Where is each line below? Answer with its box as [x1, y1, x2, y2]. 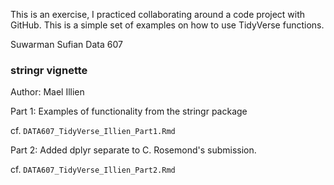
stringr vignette [10, 63, 88, 77]
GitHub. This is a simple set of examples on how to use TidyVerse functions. [10, 19, 325, 31]
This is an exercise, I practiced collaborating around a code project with [10, 9, 306, 20]
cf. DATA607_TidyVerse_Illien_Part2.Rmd [10, 164, 176, 176]
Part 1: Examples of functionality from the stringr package [10, 105, 248, 118]
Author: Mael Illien [10, 86, 85, 98]
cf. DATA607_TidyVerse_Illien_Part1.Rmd [10, 125, 176, 137]
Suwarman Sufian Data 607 [10, 39, 123, 50]
